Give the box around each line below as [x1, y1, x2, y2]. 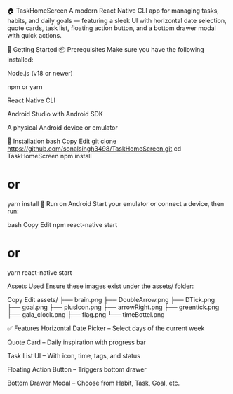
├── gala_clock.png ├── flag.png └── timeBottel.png [7, 310, 165, 318]
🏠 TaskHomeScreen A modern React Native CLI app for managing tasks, [7, 6, 220, 15]
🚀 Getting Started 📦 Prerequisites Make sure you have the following [7, 46, 205, 53]
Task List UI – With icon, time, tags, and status [7, 351, 140, 360]
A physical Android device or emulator [7, 123, 118, 132]
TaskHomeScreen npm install [7, 152, 93, 160]
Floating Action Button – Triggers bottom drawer [7, 365, 147, 374]
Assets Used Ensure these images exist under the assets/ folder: [7, 282, 194, 290]
